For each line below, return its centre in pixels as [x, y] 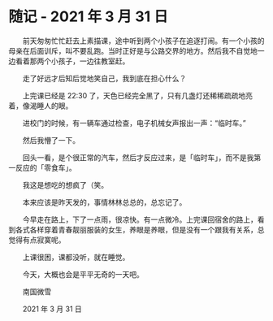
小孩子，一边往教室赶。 [90, 61]
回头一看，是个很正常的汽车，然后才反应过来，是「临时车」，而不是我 [138, 157]
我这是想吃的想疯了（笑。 [65, 184]
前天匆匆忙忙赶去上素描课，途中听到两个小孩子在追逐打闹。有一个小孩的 [143, 41]
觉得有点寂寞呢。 [37, 240]
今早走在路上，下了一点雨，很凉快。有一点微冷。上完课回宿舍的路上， [140, 219]
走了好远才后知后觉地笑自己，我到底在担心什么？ [104, 78]
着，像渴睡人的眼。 [41, 106]
